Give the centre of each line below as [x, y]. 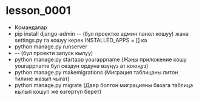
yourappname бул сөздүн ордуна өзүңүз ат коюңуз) [81, 66]
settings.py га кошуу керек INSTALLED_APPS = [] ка [81, 40]
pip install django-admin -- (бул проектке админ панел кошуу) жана [102, 33]
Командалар [31, 27]
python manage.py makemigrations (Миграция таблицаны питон [96, 72]
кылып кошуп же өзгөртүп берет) [58, 91]
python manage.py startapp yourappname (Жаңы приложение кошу [100, 59]
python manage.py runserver [51, 47]
